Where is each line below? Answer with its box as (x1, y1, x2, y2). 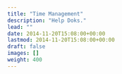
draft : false (7, 43, 46, 50)
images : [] (7, 50, 39, 57)
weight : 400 (7, 56, 42, 63)
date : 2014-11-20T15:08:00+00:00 (7, 30, 106, 37)
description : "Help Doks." (7, 17, 87, 24)
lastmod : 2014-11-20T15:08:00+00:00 (7, 37, 115, 44)
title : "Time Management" (7, 10, 83, 18)
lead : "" (7, 23, 33, 30)
